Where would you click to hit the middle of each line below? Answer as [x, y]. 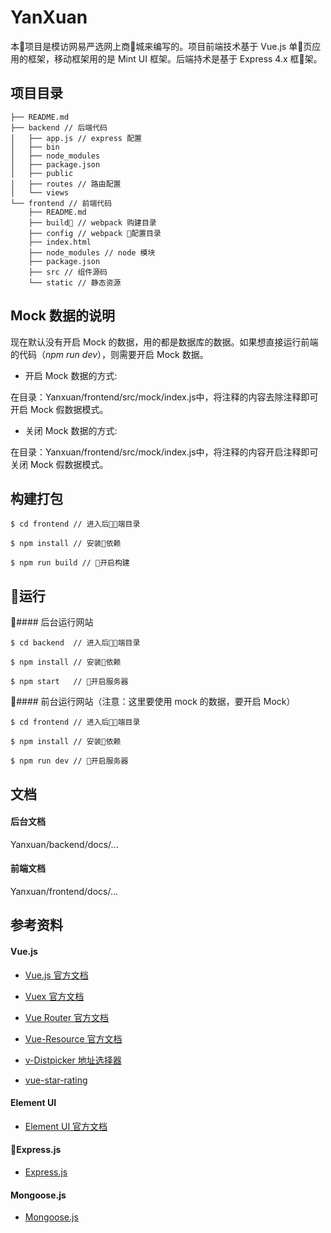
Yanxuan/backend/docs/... [64, 844]
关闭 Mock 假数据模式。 [59, 464]
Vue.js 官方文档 [56, 975]
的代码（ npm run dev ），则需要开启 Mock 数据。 [109, 354]
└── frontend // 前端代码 [61, 203]
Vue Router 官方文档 [67, 1017]
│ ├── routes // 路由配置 [66, 184]
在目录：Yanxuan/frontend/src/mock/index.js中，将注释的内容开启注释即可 [164, 452]
